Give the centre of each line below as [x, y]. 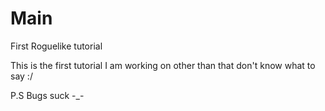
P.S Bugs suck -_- [47, 95]
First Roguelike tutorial [56, 46]
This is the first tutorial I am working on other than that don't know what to [163, 65]
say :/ [21, 76]
